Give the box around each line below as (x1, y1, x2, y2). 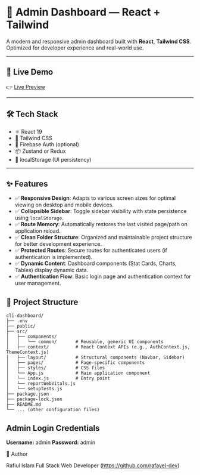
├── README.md (6, 402, 42, 408)
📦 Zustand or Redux (14, 147, 66, 155)
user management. (14, 280, 61, 287)
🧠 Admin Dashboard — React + (6, 5, 161, 19)
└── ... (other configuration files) (6, 407, 100, 413)
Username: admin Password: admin (6, 439, 96, 446)
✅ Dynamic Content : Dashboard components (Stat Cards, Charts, (14, 260, 177, 267)
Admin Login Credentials (6, 423, 100, 433)
